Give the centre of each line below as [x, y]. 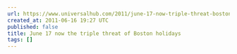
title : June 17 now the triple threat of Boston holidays [94, 33]
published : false [33, 27]
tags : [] [20, 40]
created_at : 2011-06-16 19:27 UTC [58, 20]
